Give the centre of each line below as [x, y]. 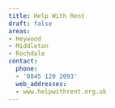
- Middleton [28, 46]
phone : [27, 69]
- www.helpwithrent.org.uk [61, 91]
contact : [23, 62]
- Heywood [25, 39]
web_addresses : [41, 84]
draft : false [30, 24]
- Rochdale [27, 54]
